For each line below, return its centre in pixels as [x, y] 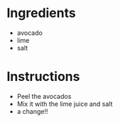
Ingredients [41, 13]
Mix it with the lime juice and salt [65, 104]
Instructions [43, 77]
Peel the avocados [44, 96]
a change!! [32, 111]
